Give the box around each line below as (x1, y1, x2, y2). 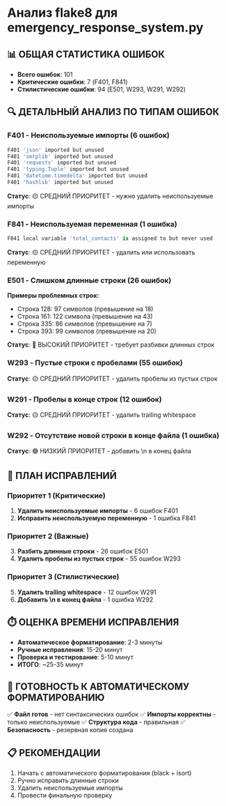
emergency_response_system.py (7, 20, 204, 36)
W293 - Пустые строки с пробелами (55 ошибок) (7, 358, 183, 367)
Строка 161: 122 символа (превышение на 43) (17, 312, 153, 321)
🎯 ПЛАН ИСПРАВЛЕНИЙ (7, 469, 117, 482)
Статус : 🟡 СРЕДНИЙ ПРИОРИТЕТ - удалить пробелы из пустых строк (7, 374, 218, 383)
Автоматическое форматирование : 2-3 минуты (17, 638, 163, 646)
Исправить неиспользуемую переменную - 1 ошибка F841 (17, 514, 196, 522)
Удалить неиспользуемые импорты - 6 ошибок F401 (17, 506, 179, 515)
